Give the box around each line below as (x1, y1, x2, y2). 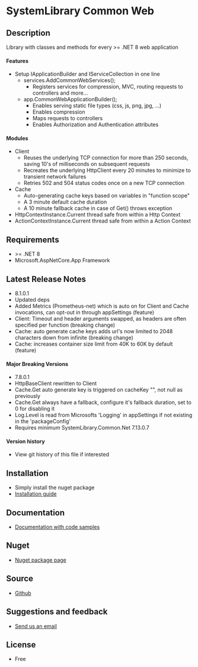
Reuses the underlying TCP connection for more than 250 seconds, (23, 154, 189, 161)
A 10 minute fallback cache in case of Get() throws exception (23, 205, 173, 212)
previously (14, 393, 40, 400)
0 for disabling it (14, 405, 55, 412)
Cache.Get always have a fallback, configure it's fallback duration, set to (14, 399, 191, 406)
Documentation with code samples (14, 524, 100, 531)
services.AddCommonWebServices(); (23, 77, 116, 84)
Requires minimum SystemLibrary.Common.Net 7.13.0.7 (14, 424, 149, 431)
